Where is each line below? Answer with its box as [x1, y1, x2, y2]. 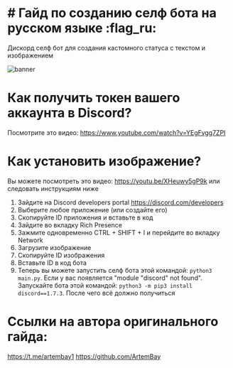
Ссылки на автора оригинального [7, 314, 219, 330]
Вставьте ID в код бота [17, 258, 87, 267]
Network [17, 236, 44, 244]
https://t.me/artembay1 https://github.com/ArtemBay [7, 352, 161, 360]
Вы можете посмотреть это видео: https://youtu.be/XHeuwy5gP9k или [7, 176, 220, 185]
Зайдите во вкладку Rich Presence [17, 220, 123, 229]
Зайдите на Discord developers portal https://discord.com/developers [17, 197, 224, 207]
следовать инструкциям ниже [7, 184, 99, 193]
